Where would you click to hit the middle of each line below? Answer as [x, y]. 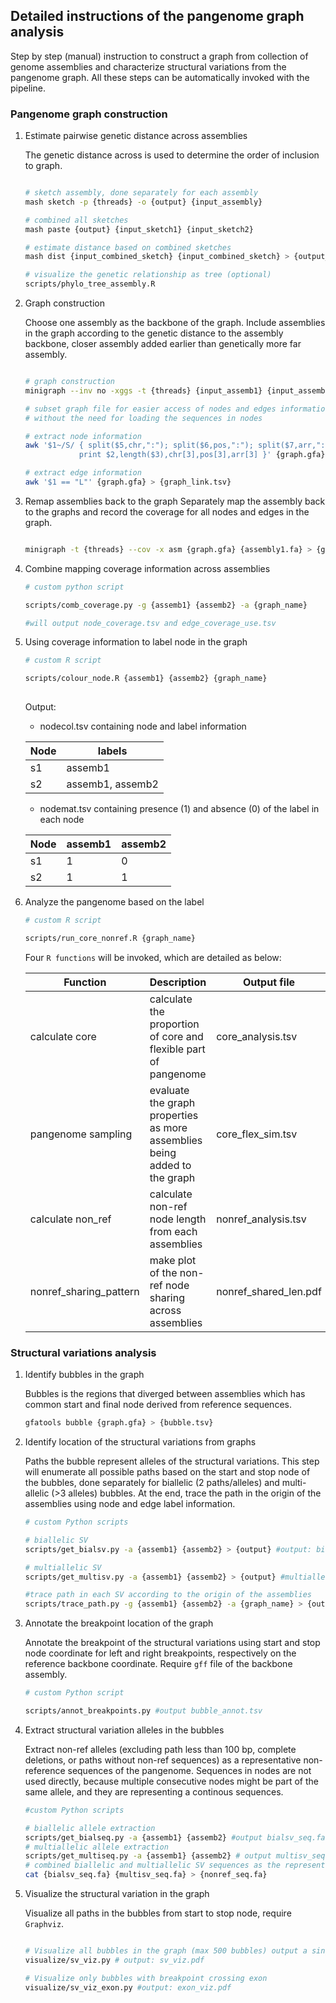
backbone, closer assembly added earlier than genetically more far [163, 344]
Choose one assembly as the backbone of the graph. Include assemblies [175, 323]
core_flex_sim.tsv [257, 1134]
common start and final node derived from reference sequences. [158, 1405]
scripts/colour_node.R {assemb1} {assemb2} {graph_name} [146, 679]
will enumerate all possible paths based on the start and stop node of [167, 1472]
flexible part [177, 1049]
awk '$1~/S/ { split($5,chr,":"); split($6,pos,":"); [139, 445]
